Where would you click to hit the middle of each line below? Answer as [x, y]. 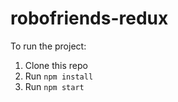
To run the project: [48, 46]
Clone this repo [56, 65]
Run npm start [54, 86]
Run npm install [59, 76]
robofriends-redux [89, 18]
